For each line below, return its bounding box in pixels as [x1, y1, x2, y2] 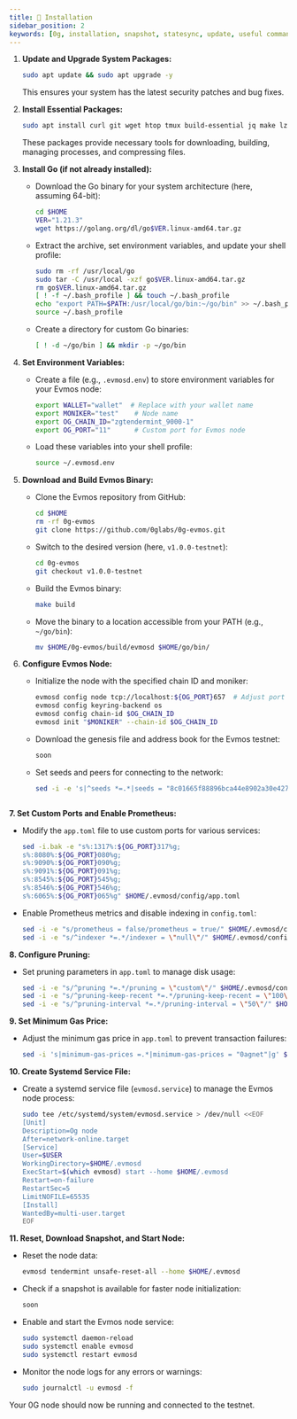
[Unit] [21, 1118, 47, 1127]
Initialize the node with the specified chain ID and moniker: [34, 675, 249, 687]
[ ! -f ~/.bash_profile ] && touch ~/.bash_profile [34, 292, 230, 300]
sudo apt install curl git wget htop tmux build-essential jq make [21, 121, 276, 130]
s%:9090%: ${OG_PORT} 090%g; [21, 859, 122, 868]
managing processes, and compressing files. [21, 147, 186, 158]
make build [34, 600, 76, 609]
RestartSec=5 [21, 1184, 71, 1193]
